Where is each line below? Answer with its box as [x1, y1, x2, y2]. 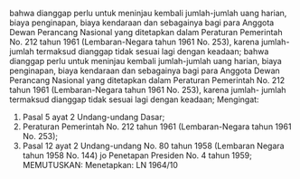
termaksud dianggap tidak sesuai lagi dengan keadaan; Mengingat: [9, 94, 259, 105]
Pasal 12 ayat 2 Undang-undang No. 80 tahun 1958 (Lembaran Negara [22, 140, 285, 151]
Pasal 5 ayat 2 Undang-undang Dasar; [22, 112, 165, 122]
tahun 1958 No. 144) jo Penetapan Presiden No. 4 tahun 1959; [22, 150, 253, 161]
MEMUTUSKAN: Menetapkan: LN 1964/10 [22, 160, 179, 170]
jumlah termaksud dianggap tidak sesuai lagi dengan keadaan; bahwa [9, 46, 269, 57]
